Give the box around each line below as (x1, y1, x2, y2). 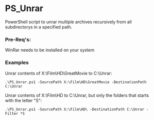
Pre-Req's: (5, 36, 31, 43)
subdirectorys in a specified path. (5, 24, 72, 30)
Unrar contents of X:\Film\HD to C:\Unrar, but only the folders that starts (5, 92, 149, 98)
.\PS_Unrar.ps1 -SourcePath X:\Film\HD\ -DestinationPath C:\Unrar (5, 107, 145, 112)
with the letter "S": (5, 97, 42, 103)
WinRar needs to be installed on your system (5, 47, 95, 53)
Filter (5, 111, 18, 116)
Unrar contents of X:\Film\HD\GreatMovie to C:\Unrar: (5, 70, 113, 76)
